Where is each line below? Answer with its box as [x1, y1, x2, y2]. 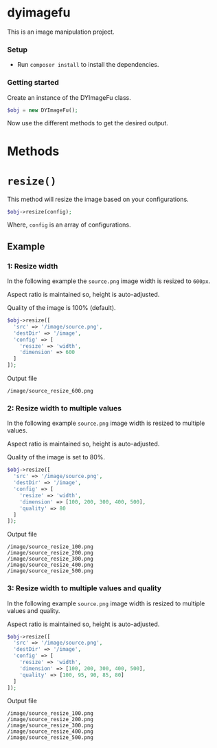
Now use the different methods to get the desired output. [7, 119, 168, 127]
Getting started [7, 78, 60, 87]
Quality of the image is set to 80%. [7, 453, 105, 461]
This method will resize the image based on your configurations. [7, 195, 189, 203]
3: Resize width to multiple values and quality [7, 583, 162, 593]
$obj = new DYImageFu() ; [7, 107, 78, 114]
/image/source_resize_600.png [7, 388, 94, 395]
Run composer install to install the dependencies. [16, 61, 159, 69]
